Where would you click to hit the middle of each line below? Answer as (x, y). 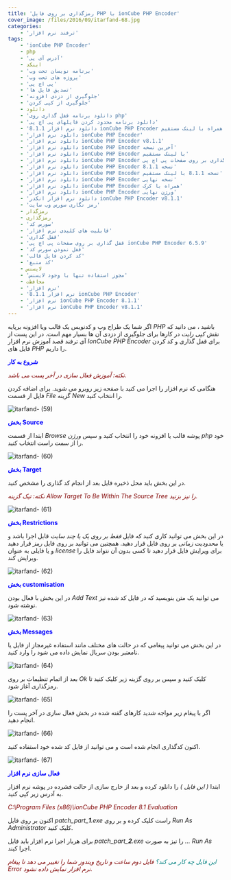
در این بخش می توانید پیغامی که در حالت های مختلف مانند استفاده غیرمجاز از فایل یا (114, 645)
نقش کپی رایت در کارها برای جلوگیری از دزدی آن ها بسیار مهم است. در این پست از (113, 334)
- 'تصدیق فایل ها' (46, 90)
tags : (15, 39)
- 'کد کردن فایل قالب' (52, 256)
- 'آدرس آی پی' (42, 58)
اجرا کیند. (20, 848)
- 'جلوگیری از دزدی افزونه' (60, 97)
